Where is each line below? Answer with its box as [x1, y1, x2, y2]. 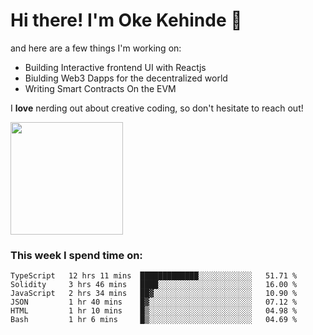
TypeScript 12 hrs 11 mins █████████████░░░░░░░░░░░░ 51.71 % [10, 271, 298, 281]
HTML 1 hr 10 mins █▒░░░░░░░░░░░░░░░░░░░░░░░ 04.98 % [10, 306, 298, 316]
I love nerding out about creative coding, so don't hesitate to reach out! [10, 102, 304, 114]
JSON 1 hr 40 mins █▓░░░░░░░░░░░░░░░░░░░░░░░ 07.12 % [10, 297, 298, 308]
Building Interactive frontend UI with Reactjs [24, 61, 207, 73]
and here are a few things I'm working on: [10, 42, 182, 54]
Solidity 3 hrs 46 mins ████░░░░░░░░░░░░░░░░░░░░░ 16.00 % [10, 280, 298, 290]
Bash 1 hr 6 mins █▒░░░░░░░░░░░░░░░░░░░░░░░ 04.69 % [10, 315, 298, 325]
